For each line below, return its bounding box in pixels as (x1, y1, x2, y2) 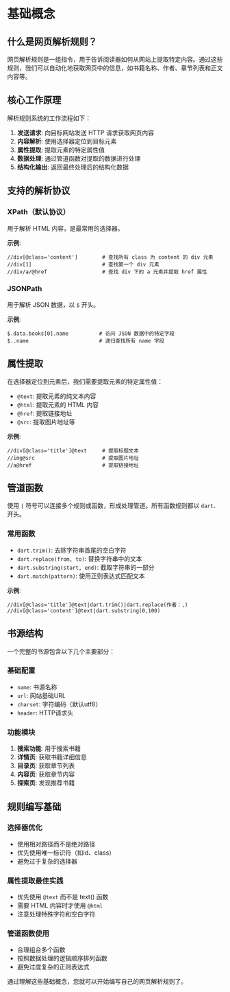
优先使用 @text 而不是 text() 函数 (16, 893, 109, 901)
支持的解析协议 (7, 185, 71, 196)
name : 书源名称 (16, 682, 57, 691)
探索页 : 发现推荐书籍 (16, 778, 75, 787)
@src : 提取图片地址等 (16, 417, 75, 426)
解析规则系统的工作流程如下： (7, 114, 91, 122)
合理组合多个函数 (16, 945, 66, 954)
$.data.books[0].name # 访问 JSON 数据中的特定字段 (7, 330, 175, 337)
